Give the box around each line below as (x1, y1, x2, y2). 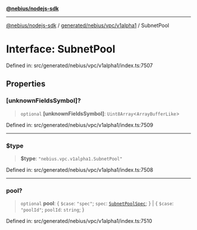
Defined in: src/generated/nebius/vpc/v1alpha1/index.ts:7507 (6, 62, 153, 69)
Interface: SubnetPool (6, 42, 116, 56)
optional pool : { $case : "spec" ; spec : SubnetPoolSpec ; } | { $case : (20, 200, 174, 207)
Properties (6, 79, 46, 89)
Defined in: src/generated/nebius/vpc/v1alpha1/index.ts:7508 (6, 166, 154, 173)
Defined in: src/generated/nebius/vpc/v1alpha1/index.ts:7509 (6, 121, 154, 128)
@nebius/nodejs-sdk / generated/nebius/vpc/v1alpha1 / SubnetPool (6, 22, 169, 29)
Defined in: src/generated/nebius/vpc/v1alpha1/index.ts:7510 (6, 218, 152, 225)
